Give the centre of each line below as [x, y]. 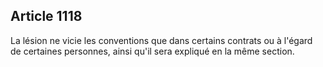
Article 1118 [46, 16]
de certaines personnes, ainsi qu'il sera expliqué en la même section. [152, 51]
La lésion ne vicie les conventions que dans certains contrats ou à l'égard [161, 40]
